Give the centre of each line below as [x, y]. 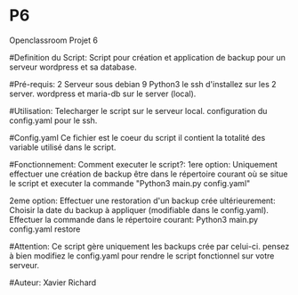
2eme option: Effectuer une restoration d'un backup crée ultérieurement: [142, 201]
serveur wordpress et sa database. [73, 67]
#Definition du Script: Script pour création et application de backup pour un [148, 57]
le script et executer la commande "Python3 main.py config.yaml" [130, 183]
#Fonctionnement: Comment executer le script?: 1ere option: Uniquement [143, 164]
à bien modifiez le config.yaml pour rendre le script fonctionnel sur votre [142, 256]
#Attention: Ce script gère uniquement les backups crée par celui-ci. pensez [149, 246]
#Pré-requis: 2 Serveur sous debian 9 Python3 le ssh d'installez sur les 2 [143, 84]
